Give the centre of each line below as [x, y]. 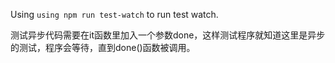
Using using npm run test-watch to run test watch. [114, 14]
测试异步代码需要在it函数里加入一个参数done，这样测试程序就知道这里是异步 [168, 35]
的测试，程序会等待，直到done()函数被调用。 [103, 47]
